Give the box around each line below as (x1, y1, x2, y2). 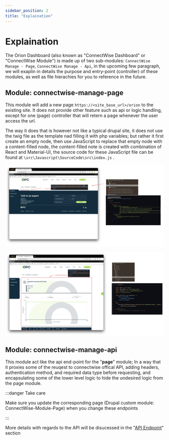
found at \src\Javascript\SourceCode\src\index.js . (5, 154, 115, 161)
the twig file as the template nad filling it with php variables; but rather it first (5, 133, 164, 139)
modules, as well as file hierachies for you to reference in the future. (5, 74, 147, 80)
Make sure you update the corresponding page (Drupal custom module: (5, 400, 154, 406)
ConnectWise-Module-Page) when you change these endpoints (5, 405, 138, 411)
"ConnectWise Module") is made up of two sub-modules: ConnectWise (5, 58, 150, 64)
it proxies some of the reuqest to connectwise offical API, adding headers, (5, 364, 160, 370)
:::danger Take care (5, 390, 46, 396)
